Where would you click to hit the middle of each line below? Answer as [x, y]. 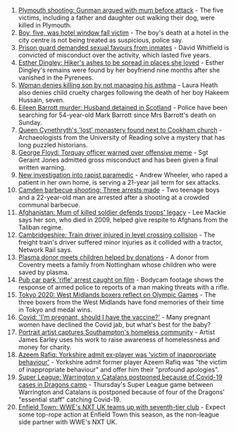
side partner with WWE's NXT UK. [68, 422]
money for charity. [45, 347]
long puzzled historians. [53, 145]
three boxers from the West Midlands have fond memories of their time [121, 302]
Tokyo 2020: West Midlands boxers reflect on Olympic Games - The [117, 295]
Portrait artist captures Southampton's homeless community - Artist [117, 332]
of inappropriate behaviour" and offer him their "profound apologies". [119, 370]
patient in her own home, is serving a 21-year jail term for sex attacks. [119, 182]
